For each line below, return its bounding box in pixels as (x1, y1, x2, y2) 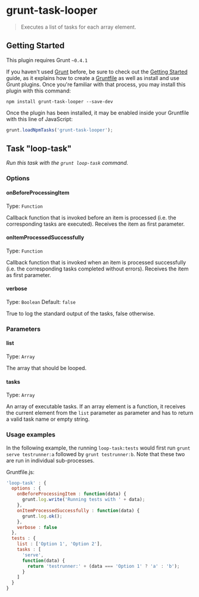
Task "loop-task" (6, 144, 72, 154)
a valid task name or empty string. (6, 416, 90, 423)
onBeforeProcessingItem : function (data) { (17, 491, 127, 497)
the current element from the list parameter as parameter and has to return (6, 410, 194, 417)
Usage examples (6, 430, 55, 439)
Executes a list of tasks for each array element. (20, 23, 136, 30)
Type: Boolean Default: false (6, 298, 76, 305)
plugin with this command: (6, 87, 71, 94)
